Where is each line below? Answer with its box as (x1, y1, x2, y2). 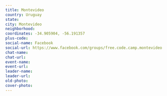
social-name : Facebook (5, 41, 53, 46)
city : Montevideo (5, 21, 42, 27)
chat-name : (5, 50, 28, 55)
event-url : (5, 64, 28, 69)
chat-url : (5, 54, 26, 60)
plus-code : (5, 36, 28, 41)
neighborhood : (5, 26, 36, 31)
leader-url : (5, 74, 30, 79)
